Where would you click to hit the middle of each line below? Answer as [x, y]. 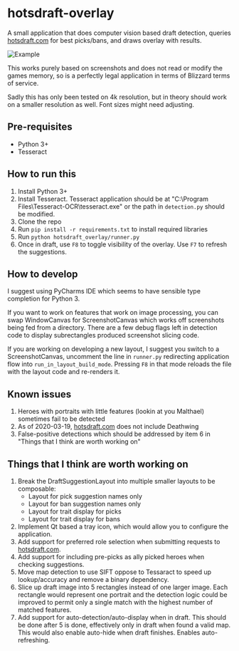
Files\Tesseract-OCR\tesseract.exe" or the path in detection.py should [121, 206]
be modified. [36, 214]
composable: [37, 489]
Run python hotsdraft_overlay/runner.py [79, 236]
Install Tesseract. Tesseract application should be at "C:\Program [113, 199]
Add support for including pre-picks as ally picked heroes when [111, 557]
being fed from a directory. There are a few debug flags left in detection [112, 328]
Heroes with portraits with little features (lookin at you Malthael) [111, 412]
